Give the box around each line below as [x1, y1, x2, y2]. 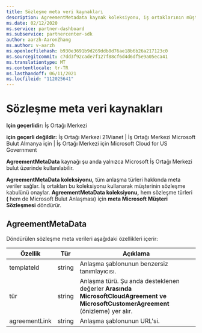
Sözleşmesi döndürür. [6, 202, 62, 209]
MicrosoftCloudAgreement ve [79, 291, 167, 300]
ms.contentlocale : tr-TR [6, 64, 69, 71]
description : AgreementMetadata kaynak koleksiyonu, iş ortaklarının [6, 14, 185, 20]
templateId [9, 263, 40, 272]
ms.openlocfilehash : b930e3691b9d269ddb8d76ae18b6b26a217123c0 [6, 48, 168, 54]
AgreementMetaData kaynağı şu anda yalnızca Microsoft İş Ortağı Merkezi [6, 158, 192, 166]
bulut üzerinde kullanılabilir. [6, 164, 74, 172]
